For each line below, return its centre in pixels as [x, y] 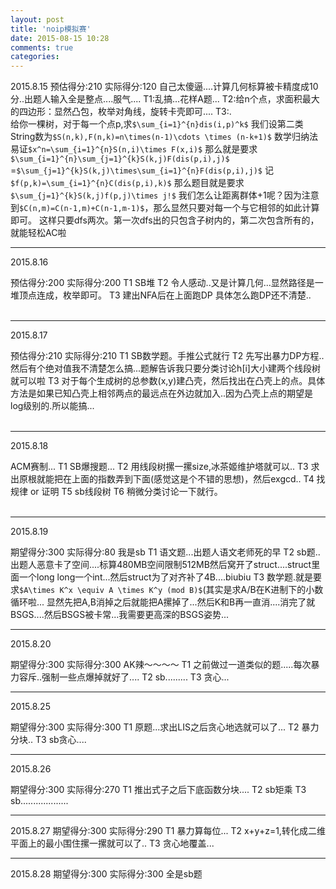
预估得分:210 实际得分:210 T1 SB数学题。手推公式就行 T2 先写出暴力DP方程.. [167, 356]
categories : [35, 57]
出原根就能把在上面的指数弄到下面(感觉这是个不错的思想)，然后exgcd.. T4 [162, 479]
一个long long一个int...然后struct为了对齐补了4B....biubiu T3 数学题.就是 [166, 577]
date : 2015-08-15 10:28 [60, 38]
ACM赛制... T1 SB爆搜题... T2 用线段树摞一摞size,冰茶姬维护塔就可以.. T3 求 [165, 467]
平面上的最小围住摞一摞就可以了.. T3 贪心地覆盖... [112, 843]
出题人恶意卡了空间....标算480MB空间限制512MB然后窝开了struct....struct [161, 565]
